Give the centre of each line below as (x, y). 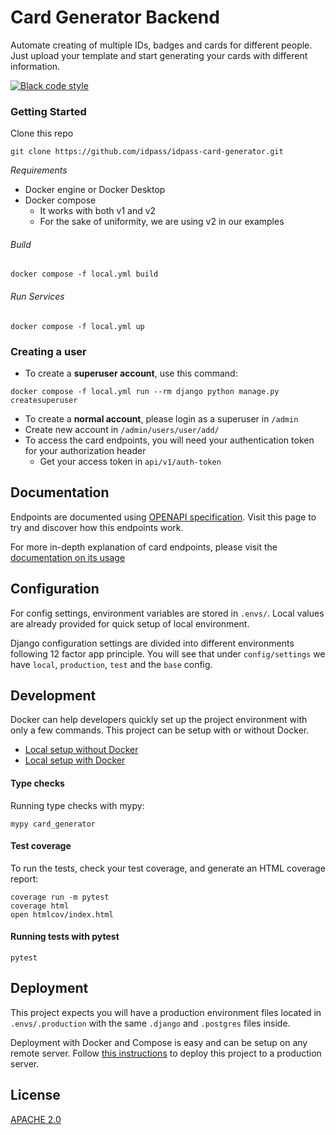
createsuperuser (44, 400)
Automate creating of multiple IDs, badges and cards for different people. (161, 45)
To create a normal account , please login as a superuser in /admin (161, 418)
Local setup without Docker (81, 750)
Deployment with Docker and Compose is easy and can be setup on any (159, 1042)
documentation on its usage (68, 557)
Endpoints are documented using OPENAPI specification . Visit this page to (163, 517)
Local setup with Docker (75, 760)
